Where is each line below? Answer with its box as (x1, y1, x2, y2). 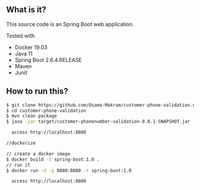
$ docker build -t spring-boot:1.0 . (6, 156, 100, 163)
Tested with (6, 32, 35, 39)
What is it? (6, 5, 46, 15)
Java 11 (14, 50, 33, 57)
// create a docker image (6, 151, 70, 157)
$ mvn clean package (6, 113, 58, 119)
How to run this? (6, 86, 68, 96)
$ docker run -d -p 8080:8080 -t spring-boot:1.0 (6, 167, 132, 173)
